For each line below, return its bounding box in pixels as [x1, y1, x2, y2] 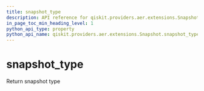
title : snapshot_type [6, 8, 61, 15]
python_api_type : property [6, 25, 75, 32]
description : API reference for [6, 15, 88, 21]
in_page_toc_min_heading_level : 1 [6, 20, 94, 26]
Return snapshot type [6, 78, 61, 85]
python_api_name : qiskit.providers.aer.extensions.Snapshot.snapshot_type [6, 32, 200, 38]
